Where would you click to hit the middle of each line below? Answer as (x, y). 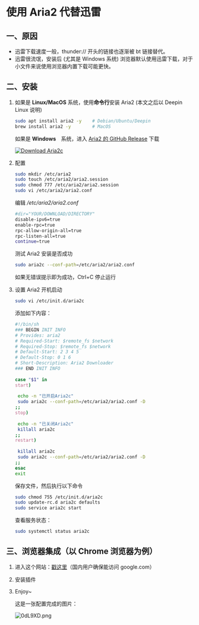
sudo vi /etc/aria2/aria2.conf (53, 191)
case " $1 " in (31, 379)
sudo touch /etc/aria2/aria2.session (61, 180)
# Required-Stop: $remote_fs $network (63, 346)
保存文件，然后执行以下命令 (49, 486)
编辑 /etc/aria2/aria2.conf (47, 203)
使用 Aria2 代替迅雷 (54, 12)
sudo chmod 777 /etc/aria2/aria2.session (67, 185)
